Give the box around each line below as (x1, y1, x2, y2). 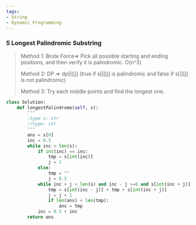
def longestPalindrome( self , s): (16, 104, 99, 111)
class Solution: (6, 99, 46, 105)
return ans (27, 214, 54, 220)
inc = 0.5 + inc (37, 209, 78, 215)
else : (37, 165, 51, 171)
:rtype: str (27, 121, 57, 127)
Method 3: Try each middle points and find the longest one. (20, 88, 165, 95)
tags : (6, 8, 19, 15)
